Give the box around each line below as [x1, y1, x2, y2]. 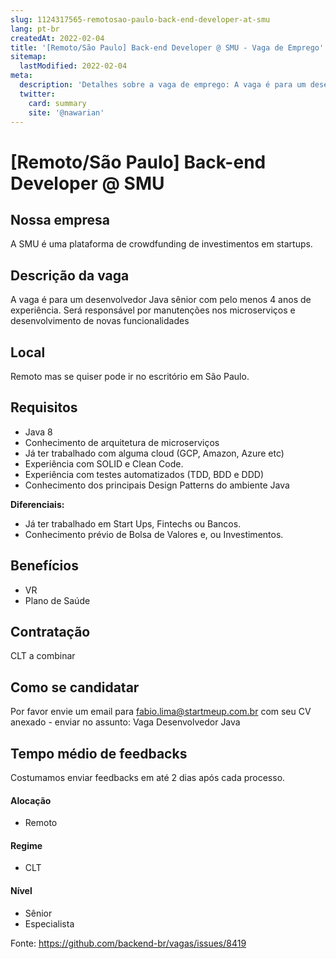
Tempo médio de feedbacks [10, 745, 188, 762]
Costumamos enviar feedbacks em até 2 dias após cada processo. [10, 772, 286, 784]
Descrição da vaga [10, 267, 130, 284]
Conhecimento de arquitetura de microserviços [24, 436, 220, 448]
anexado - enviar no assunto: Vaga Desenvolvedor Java [10, 716, 241, 728]
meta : [10, 71, 33, 81]
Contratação [10, 624, 91, 641]
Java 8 [24, 426, 53, 438]
